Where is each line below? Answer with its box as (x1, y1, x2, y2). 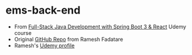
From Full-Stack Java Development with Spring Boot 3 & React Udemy (14, 23, 187, 30)
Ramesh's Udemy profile (14, 42, 75, 49)
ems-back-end (5, 4, 81, 17)
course (14, 29, 32, 36)
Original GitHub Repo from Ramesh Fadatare (14, 35, 123, 43)
